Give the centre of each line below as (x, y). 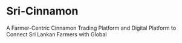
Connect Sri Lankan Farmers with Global (57, 34)
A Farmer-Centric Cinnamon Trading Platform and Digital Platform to (91, 28)
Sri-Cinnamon (42, 11)
